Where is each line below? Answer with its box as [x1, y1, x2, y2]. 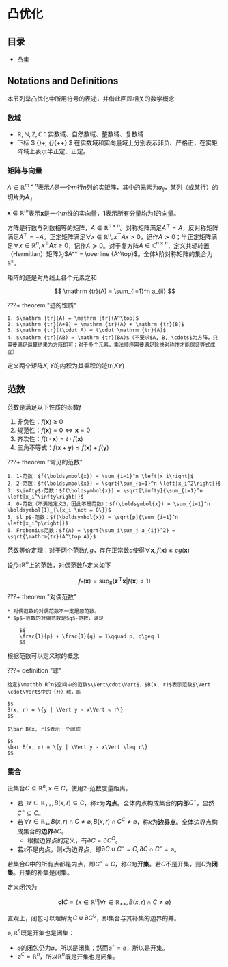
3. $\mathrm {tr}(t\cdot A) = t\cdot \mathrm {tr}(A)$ [7, 327, 167, 334]
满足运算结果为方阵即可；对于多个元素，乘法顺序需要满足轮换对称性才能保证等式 [16, 341, 210, 348]
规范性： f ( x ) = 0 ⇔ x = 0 [16, 426, 91, 434]
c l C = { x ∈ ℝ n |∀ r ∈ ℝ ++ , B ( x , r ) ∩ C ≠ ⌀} [57, 896, 172, 907]
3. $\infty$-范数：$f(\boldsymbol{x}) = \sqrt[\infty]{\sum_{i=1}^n [7, 487, 203, 494]
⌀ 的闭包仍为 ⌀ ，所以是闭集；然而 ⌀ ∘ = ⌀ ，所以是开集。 [16, 942, 169, 952]
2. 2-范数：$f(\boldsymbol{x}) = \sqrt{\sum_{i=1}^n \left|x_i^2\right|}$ [7, 480, 221, 487]
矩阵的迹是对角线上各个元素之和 [7, 273, 97, 281]
